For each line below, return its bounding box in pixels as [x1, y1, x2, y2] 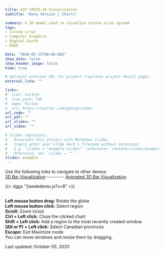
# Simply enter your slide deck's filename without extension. [5, 142, 141, 147]
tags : [5, 25, 16, 30]
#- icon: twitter [5, 92, 41, 97]
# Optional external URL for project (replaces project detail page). [5, 74, 152, 79]
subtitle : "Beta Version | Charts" [5, 12, 78, 17]
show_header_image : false [5, 61, 58, 66]
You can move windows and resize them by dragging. [5, 234, 113, 240]
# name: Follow [5, 101, 38, 106]
